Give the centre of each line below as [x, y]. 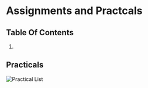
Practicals [25, 65]
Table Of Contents [40, 33]
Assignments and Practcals [74, 11]
